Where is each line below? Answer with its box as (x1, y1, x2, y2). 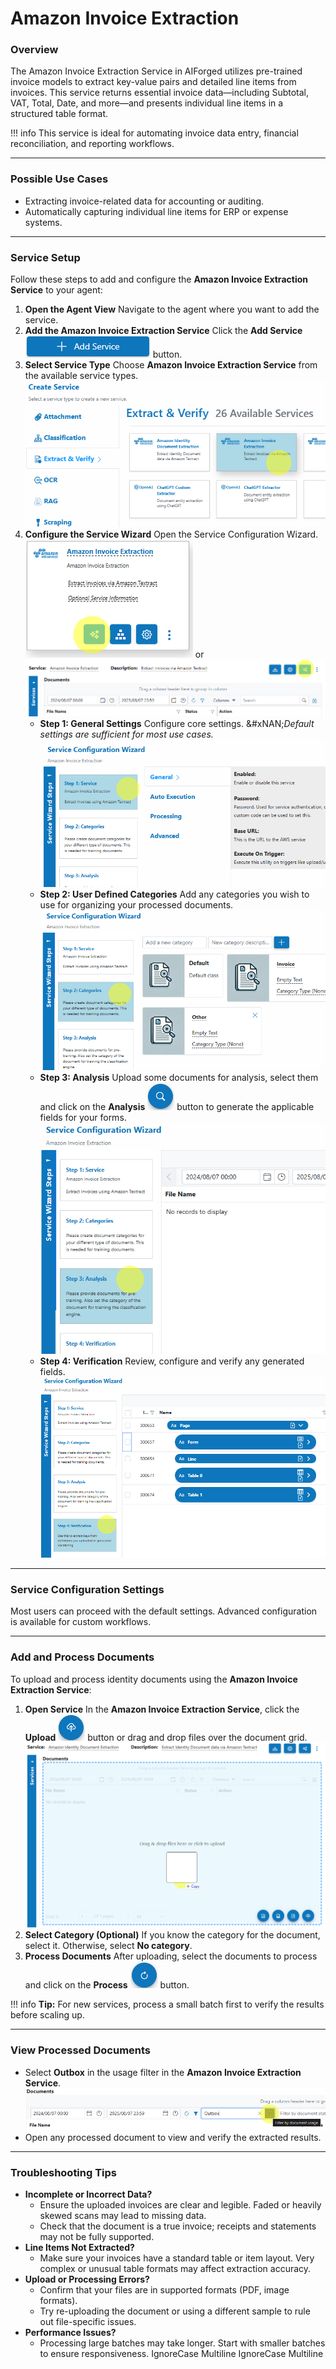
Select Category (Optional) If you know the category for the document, (24, 1929, 321, 1941)
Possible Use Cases (10, 172, 109, 186)
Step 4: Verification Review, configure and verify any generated (39, 1355, 305, 1367)
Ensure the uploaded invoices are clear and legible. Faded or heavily (39, 2199, 322, 2211)
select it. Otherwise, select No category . (24, 1940, 193, 1952)
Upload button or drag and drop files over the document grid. (24, 1731, 308, 1743)
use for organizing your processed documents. (39, 898, 234, 911)
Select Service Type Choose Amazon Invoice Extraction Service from (24, 359, 318, 371)
